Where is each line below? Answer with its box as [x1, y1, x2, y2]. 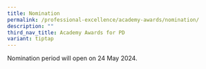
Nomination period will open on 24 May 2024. [7, 54, 138, 62]
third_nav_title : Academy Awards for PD [7, 29, 126, 36]
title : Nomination [7, 10, 60, 17]
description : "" [7, 23, 54, 29]
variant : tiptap [7, 36, 54, 42]
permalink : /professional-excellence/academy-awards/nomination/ [7, 16, 199, 23]
